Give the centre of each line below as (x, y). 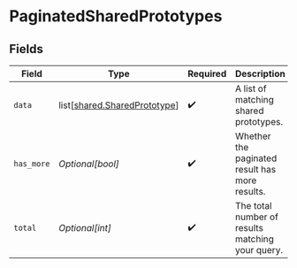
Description (260, 74)
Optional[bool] (89, 164)
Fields (27, 49)
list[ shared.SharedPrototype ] (119, 105)
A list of (251, 88)
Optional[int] (85, 228)
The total (253, 206)
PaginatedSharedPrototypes (116, 16)
